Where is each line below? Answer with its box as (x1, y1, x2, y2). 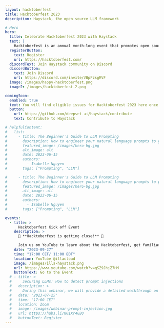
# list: (5, 129, 25, 134)
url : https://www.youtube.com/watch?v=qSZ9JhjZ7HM (14, 265, 119, 270)
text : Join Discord (14, 71, 54, 76)
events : (5, 215, 21, 221)
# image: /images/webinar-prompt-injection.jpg (9, 306, 112, 311)
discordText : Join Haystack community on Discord (9, 62, 112, 67)
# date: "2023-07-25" (9, 293, 58, 298)
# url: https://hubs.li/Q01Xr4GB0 (9, 311, 84, 316)
